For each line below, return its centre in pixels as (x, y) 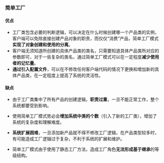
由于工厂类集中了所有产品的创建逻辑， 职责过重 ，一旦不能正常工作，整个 (85, 99)
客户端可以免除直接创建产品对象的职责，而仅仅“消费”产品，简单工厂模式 (85, 38)
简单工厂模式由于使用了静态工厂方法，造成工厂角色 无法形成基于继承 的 (83, 149)
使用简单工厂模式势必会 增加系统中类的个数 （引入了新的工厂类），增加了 (84, 116)
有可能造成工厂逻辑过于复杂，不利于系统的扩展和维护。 (68, 139)
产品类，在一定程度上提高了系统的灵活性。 (60, 75)
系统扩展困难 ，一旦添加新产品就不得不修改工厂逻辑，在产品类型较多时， (85, 133)
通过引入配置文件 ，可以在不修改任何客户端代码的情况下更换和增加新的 (83, 69)
